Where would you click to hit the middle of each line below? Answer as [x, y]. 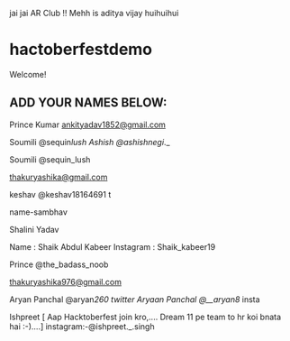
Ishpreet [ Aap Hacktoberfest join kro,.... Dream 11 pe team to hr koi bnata [145, 317]
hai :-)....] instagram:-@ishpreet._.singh [82, 326]
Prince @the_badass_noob [59, 264]
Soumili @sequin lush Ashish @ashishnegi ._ [90, 142]
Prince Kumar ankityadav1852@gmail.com [88, 124]
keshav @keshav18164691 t [60, 194]
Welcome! [28, 74]
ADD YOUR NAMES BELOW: [88, 103]
